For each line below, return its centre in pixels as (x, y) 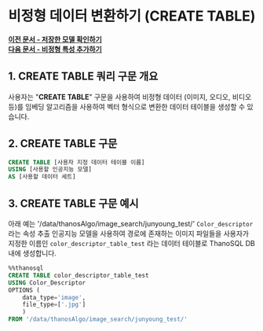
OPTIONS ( (24, 290)
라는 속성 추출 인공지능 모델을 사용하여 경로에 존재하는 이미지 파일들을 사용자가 (129, 234)
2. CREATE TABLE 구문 (63, 143)
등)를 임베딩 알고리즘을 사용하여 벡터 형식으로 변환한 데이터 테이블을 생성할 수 (127, 106)
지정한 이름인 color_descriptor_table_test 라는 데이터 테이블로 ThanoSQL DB (131, 243)
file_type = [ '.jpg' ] (54, 305)
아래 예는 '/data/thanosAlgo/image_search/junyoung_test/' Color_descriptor (131, 224)
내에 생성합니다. (33, 253)
